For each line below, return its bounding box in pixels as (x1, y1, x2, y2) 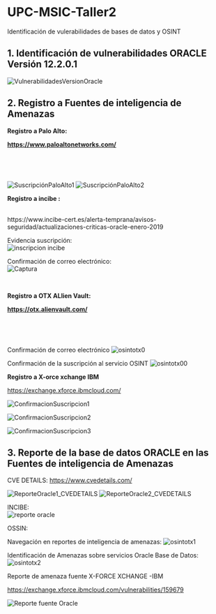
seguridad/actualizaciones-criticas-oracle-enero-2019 (7, 223, 164, 231)
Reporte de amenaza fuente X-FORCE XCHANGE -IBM (7, 572, 164, 581)
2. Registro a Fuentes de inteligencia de (7, 97, 182, 109)
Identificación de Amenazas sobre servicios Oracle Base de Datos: (7, 551, 199, 560)
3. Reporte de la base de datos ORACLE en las (7, 447, 209, 458)
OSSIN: (7, 524, 29, 532)
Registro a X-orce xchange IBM (7, 373, 100, 381)
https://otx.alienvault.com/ (7, 305, 88, 313)
